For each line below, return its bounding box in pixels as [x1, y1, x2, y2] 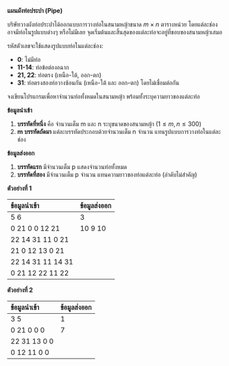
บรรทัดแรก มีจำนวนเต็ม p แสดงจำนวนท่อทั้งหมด [16, 163, 128, 171]
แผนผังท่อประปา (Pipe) [7, 7, 63, 14]
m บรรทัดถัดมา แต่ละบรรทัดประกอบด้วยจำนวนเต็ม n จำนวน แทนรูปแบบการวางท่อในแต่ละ [16, 128, 221, 135]
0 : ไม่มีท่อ [16, 56, 41, 63]
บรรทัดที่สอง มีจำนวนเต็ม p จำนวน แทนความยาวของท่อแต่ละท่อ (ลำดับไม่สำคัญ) [16, 170, 197, 179]
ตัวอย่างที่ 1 [7, 184, 32, 192]
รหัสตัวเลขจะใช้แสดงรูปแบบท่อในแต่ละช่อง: [7, 42, 104, 49]
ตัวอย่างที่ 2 [7, 286, 33, 294]
